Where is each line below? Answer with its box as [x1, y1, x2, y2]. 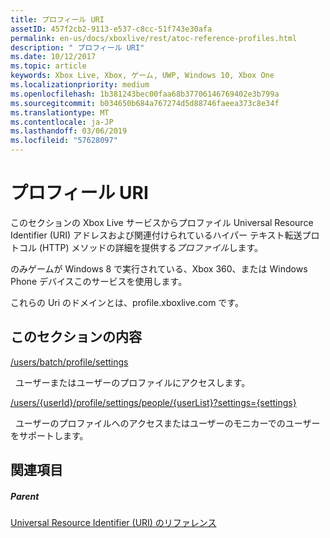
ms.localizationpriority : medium [10, 80, 150, 90]
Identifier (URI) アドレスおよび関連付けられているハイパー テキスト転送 [10, 229, 303, 241]
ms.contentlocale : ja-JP [10, 117, 114, 127]
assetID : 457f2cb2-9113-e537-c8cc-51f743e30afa [10, 24, 213, 34]
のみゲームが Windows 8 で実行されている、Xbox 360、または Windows [10, 262, 308, 275]
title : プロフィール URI [10, 14, 105, 25]
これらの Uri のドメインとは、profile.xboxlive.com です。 [10, 296, 244, 308]
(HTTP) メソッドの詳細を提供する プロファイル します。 [38, 241, 264, 253]
